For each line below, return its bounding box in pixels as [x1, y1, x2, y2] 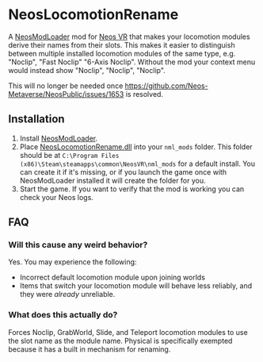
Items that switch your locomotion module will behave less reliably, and [19, 281, 252, 291]
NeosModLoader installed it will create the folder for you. [19, 175, 206, 185]
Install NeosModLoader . [19, 133, 98, 143]
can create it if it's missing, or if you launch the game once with [19, 167, 227, 176]
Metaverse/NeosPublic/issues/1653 [8, 89, 124, 98]
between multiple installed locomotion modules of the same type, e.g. [8, 48, 236, 58]
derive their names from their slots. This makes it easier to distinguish [8, 40, 235, 49]
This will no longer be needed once [8, 81, 124, 90]
